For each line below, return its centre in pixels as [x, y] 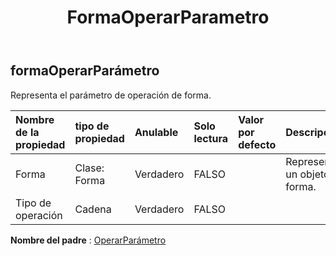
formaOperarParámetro [85, 71]
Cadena [93, 209]
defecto [257, 144]
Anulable [156, 132]
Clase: [89, 168]
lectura [211, 138]
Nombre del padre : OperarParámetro [88, 240]
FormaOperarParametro [168, 17]
